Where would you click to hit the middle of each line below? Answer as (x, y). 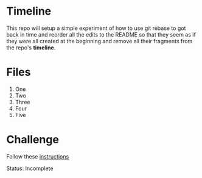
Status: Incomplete (30, 168)
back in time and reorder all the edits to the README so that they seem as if (101, 34)
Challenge (33, 140)
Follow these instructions (38, 156)
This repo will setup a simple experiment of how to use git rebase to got (96, 28)
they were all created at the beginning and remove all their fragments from (99, 41)
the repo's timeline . (31, 48)
